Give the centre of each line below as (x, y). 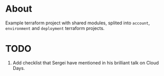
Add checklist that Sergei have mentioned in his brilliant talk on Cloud (86, 63)
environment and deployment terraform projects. (55, 28)
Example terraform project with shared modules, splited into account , (78, 23)
